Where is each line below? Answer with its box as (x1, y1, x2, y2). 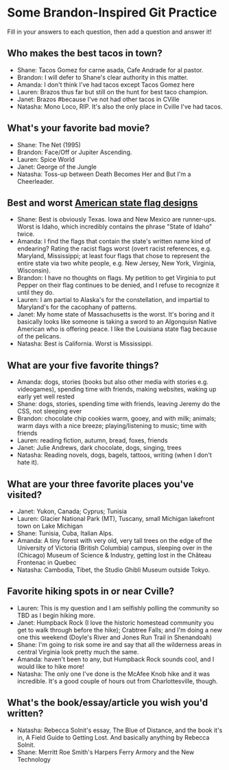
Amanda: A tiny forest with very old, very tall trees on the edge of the (16, 537, 213, 544)
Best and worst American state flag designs (7, 197, 198, 208)
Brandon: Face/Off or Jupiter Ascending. (16, 148, 132, 156)
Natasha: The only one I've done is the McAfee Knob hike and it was (16, 670, 210, 678)
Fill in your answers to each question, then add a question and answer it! (7, 28, 212, 36)
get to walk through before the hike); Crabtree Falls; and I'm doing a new (16, 625, 223, 634)
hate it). (16, 458, 39, 467)
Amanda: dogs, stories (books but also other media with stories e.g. (16, 378, 209, 386)
